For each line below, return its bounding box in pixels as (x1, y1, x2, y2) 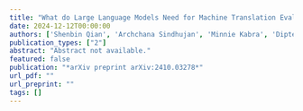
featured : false (9, 55, 70, 64)
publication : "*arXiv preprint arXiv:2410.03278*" (9, 64, 204, 73)
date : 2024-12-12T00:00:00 (9, 21, 111, 30)
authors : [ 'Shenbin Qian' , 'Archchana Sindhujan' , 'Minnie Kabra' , (9, 30, 269, 38)
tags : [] (9, 88, 42, 97)
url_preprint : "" (9, 80, 75, 89)
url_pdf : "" (9, 72, 54, 81)
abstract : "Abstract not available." (9, 47, 151, 55)
